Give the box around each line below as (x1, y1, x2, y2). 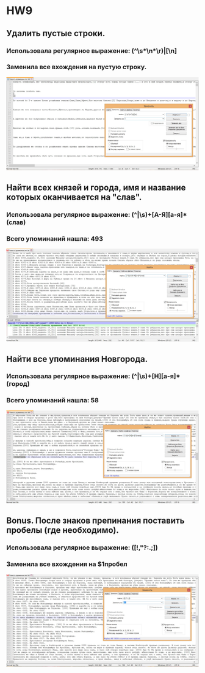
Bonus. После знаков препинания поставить (6, 516, 185, 526)
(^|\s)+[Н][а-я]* (131, 372, 181, 380)
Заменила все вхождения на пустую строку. (6, 62, 147, 71)
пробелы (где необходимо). (6, 525, 119, 536)
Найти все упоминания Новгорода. (6, 353, 148, 364)
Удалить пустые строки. (6, 28, 106, 39)
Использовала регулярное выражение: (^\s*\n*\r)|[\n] (6, 47, 177, 55)
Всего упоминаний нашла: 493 (6, 234, 104, 243)
